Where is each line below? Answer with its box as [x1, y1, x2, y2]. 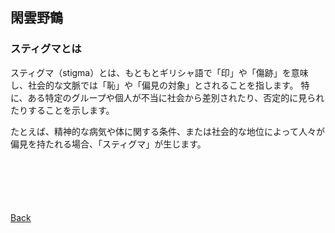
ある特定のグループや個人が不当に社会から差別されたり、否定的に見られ [27, 91, 325, 103]
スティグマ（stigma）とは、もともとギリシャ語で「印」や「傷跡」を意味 [10, 66, 309, 78]
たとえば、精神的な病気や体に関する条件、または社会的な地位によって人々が [10, 125, 325, 137]
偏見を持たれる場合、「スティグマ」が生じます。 [10, 138, 207, 150]
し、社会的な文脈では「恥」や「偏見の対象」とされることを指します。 [10, 79, 299, 91]
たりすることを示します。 [10, 104, 115, 116]
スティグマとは [10, 42, 82, 56]
